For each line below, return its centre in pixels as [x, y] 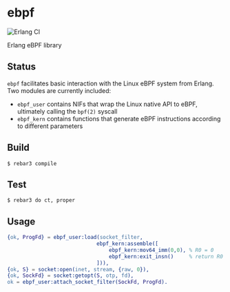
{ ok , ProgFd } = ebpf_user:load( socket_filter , [75, 238]
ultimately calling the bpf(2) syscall [67, 111]
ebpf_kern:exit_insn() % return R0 [166, 256]
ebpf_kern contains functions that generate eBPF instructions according [119, 118]
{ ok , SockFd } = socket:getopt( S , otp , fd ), [71, 276]
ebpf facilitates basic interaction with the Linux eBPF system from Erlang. [111, 83]
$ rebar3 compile [32, 163]
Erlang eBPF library [34, 45]
